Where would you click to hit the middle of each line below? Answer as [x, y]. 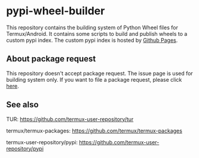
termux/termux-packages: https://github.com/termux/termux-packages [94, 131]
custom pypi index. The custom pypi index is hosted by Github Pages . [92, 40]
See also [22, 105]
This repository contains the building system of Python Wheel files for [92, 27]
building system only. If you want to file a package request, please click [94, 79]
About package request [51, 59]
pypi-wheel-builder [56, 11]
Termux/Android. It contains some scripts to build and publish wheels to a [97, 33]
